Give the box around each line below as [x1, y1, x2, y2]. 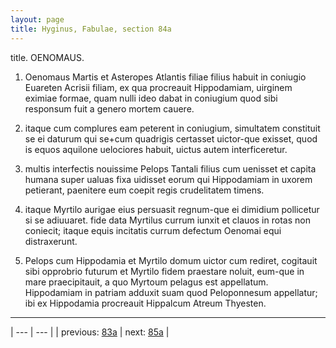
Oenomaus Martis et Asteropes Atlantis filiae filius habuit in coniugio [24, 71, 307, 83]
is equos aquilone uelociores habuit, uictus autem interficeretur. [24, 143, 288, 155]
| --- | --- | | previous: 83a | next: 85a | [10, 326, 170, 338]
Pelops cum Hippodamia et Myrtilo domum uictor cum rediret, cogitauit [24, 254, 318, 266]
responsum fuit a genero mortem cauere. [24, 102, 195, 115]
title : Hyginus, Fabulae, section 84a [10, 24, 172, 34]
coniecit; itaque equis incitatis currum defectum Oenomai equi [24, 224, 282, 236]
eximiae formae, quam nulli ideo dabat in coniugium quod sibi [24, 92, 278, 104]
